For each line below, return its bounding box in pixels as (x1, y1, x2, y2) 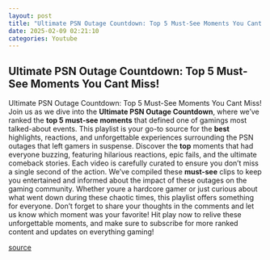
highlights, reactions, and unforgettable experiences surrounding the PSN (8, 132, 254, 142)
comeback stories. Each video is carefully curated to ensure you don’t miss (8, 158, 259, 168)
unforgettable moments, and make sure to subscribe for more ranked (8, 219, 238, 229)
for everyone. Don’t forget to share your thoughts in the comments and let (8, 201, 255, 211)
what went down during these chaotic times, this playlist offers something (8, 193, 255, 203)
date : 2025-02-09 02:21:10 (8, 27, 99, 35)
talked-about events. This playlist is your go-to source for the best (8, 124, 230, 134)
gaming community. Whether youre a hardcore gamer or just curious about (8, 184, 258, 194)
